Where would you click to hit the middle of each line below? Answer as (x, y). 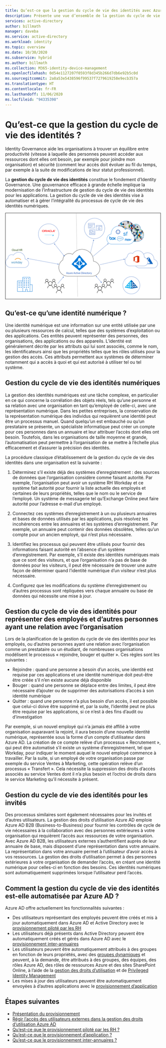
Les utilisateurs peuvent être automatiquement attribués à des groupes (84, 949)
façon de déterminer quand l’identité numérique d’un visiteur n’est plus (84, 570)
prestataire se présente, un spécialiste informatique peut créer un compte (80, 426)
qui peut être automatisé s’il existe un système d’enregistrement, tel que (78, 748)
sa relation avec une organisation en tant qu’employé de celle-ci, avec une (81, 405)
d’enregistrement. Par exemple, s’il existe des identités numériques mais (86, 555)
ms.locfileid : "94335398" (32, 99)
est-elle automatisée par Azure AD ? (62, 896)
